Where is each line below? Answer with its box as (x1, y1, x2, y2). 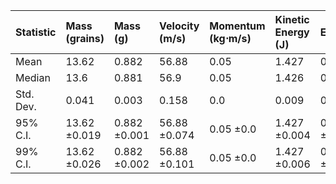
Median (15, 71, 51, 84)
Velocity (159, 19, 200, 33)
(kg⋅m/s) (209, 32, 252, 45)
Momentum (209, 19, 266, 33)
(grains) (65, 32, 105, 45)
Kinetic (274, 13, 310, 26)
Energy (274, 25, 310, 39)
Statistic (15, 25, 57, 39)
